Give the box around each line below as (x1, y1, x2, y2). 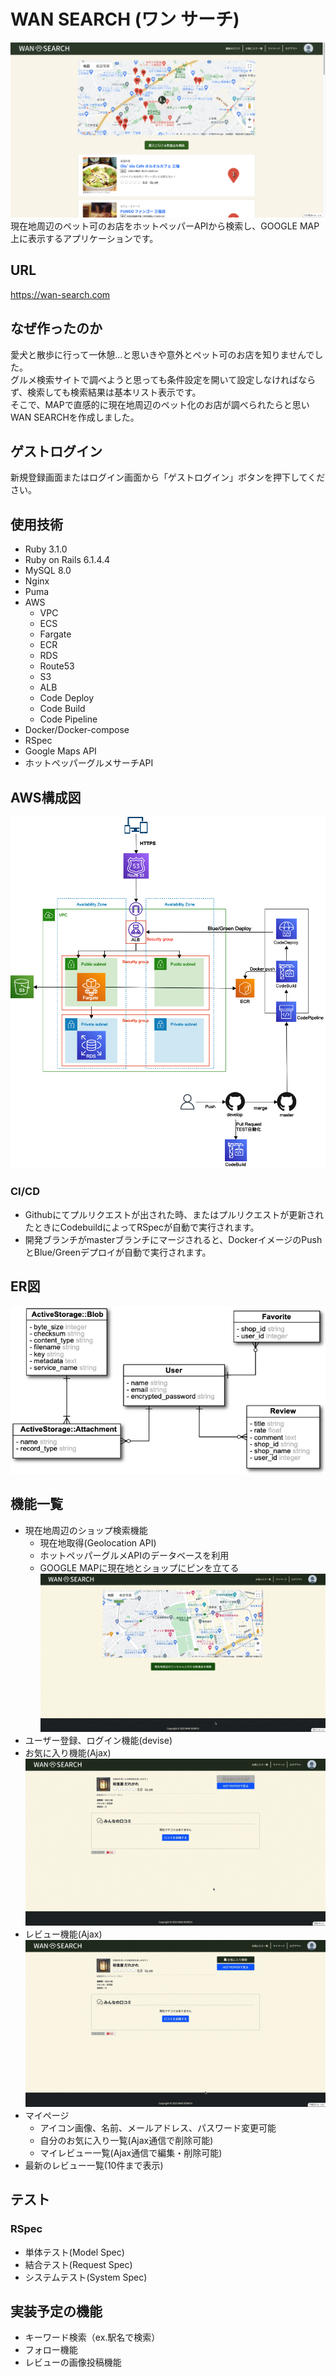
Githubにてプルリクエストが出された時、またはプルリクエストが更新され (24, 1208, 325, 1220)
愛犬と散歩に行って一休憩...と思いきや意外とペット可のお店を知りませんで (10, 348, 315, 360)
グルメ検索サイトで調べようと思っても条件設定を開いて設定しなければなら (10, 373, 317, 385)
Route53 (39, 660, 75, 672)
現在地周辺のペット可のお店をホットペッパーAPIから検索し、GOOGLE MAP (10, 220, 320, 232)
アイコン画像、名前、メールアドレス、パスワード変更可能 (39, 2121, 277, 2134)
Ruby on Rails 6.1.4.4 (24, 554, 111, 566)
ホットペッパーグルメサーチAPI (24, 757, 154, 769)
